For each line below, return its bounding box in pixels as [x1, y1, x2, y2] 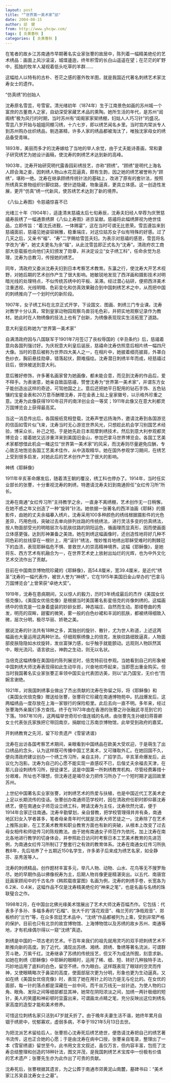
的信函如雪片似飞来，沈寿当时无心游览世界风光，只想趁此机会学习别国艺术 [5, 421, 161, 428]
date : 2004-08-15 [5, 17, 42, 22]
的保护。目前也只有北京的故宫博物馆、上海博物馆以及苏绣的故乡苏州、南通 [5, 920, 161, 926]
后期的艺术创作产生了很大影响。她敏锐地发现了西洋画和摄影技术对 [22, 271, 161, 277]
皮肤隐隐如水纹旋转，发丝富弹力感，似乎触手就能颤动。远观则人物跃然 [9, 640, 157, 646]
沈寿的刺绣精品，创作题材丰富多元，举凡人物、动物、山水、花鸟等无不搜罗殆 [5, 864, 166, 871]
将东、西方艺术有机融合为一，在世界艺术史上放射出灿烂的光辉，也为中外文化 [5, 550, 166, 556]
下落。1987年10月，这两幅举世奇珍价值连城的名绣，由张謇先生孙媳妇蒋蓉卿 [5, 713, 163, 719]
